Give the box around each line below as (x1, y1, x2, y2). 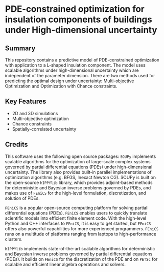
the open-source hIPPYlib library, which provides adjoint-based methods (5, 180, 153, 185)
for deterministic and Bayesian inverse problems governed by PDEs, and (5, 184, 151, 190)
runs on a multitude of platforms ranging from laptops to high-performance (5, 231, 157, 237)
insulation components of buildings (5, 14, 153, 25)
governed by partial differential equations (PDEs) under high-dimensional (5, 164, 153, 170)
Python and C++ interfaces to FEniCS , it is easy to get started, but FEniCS (5, 220, 151, 226)
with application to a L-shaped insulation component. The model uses (5, 62, 146, 68)
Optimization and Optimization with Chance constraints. (5, 83, 117, 89)
